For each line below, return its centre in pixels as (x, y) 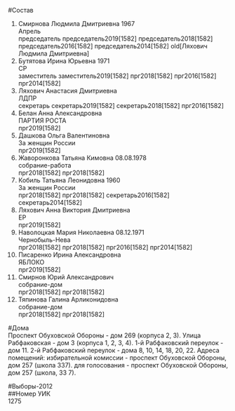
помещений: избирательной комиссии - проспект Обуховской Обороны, (117, 358)
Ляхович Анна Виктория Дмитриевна (74, 210)
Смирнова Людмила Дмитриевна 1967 (76, 23)
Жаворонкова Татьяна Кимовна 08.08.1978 (82, 158)
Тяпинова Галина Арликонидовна (68, 299)
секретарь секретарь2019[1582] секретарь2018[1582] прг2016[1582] (121, 106)
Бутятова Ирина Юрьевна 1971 (64, 61)
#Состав (21, 10)
